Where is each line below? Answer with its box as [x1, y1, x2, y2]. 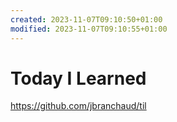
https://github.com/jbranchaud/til [10, 100, 147, 112]
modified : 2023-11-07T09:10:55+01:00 [10, 24, 168, 34]
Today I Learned [10, 67, 147, 90]
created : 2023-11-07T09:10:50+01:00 [10, 14, 163, 25]
